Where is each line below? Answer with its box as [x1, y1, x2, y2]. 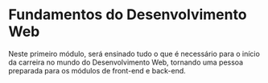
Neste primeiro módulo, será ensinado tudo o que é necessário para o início [8, 49, 260, 58]
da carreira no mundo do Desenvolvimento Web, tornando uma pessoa [8, 57, 244, 67]
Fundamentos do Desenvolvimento [8, 6, 247, 24]
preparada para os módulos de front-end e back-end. [8, 65, 187, 75]
